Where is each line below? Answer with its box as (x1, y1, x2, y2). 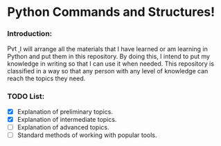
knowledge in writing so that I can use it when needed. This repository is (7, 60, 215, 68)
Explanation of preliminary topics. (17, 107, 113, 116)
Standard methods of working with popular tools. (17, 131, 157, 139)
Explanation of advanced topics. (17, 122, 109, 131)
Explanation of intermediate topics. (17, 115, 117, 123)
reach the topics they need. (7, 74, 86, 83)
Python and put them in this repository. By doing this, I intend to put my (7, 53, 210, 61)
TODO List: (7, 91, 45, 101)
